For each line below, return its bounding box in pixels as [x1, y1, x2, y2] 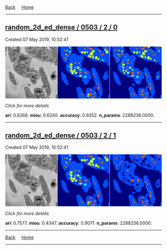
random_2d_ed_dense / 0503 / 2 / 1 [5, 131, 116, 140]
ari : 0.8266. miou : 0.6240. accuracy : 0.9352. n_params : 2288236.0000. [5, 112, 155, 118]
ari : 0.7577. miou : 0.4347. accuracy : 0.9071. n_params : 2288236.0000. [5, 220, 152, 226]
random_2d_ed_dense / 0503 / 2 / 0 [5, 23, 118, 32]
